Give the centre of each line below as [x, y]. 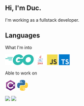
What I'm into [19, 47]
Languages [23, 36]
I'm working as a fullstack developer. [42, 20]
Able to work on [21, 73]
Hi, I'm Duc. [23, 8]
